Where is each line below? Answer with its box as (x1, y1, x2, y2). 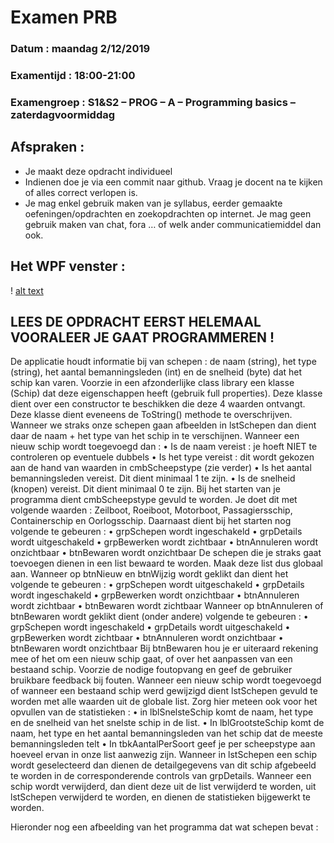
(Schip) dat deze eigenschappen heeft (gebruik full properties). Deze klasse (10, 387, 323, 400)
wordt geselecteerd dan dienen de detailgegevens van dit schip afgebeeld (10, 759, 317, 771)
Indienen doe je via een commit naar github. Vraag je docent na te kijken (24, 176, 323, 188)
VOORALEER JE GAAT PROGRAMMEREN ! (10, 329, 275, 346)
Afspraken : (10, 139, 85, 156)
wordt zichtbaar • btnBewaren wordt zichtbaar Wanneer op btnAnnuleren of (10, 600, 324, 612)
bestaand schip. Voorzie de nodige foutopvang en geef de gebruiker (10, 664, 293, 676)
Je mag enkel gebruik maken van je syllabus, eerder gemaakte (24, 197, 283, 209)
